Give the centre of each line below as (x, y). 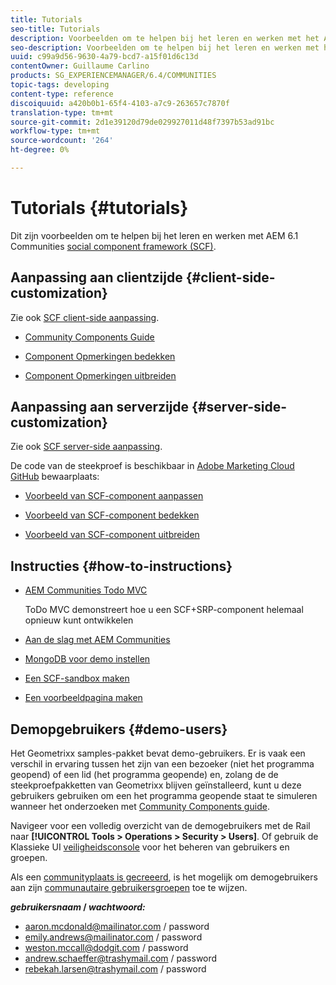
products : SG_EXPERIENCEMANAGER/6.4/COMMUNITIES (113, 76)
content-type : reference (62, 94)
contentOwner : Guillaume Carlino (80, 66)
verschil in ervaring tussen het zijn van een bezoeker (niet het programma (162, 764)
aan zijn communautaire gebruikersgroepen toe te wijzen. (129, 888)
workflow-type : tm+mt (55, 131)
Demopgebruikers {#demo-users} (119, 729)
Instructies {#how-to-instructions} (121, 566)
